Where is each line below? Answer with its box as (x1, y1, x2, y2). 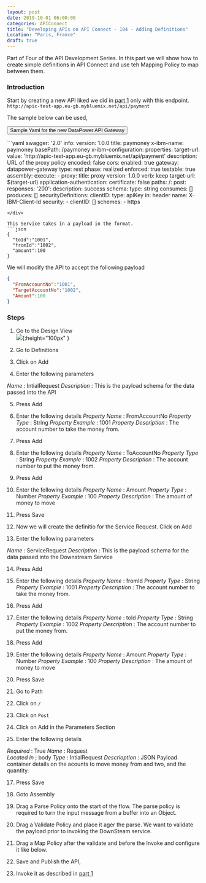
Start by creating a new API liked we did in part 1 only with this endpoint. (7, 96, 189, 104)
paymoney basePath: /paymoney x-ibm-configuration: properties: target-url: (7, 146, 200, 154)
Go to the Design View (15, 327, 73, 334)
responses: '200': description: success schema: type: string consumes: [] (7, 185, 194, 192)
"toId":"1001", (12, 237, 51, 243)
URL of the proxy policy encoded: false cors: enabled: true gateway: (7, 159, 180, 167)
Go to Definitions (15, 346, 59, 353)
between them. (7, 68, 45, 74)
